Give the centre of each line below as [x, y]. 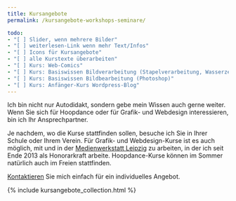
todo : [15, 33]
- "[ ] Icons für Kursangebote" [54, 53]
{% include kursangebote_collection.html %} [72, 190]
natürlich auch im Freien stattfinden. [59, 163]
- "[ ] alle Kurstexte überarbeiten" [63, 59]
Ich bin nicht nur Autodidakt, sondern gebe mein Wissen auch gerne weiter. [117, 105]
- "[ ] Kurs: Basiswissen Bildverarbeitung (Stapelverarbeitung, [105, 72]
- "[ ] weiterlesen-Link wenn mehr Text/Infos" [78, 46]
